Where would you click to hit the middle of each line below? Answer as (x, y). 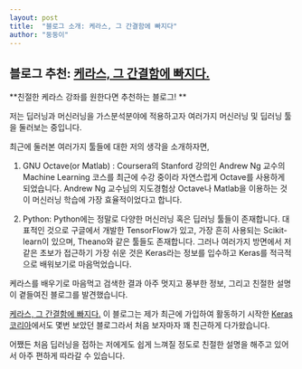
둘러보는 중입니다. (50, 128)
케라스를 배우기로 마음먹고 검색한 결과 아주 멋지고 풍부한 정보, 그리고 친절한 (142, 284)
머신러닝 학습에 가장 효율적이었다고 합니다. (107, 200)
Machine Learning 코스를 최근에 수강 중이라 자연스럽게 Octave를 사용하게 (154, 177)
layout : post (34, 18)
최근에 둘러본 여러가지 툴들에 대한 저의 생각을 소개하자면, (109, 147)
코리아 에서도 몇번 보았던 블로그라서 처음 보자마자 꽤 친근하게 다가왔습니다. (140, 326)
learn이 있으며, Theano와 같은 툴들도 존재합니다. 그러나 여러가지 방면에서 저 (157, 241)
